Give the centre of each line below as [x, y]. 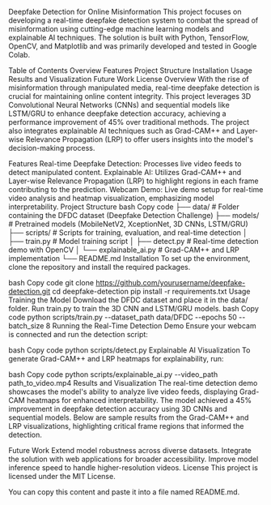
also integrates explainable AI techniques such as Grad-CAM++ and [122, 131]
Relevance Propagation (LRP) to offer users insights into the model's [139, 139]
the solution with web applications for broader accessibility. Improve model [133, 459]
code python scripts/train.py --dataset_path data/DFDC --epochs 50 [123, 317]
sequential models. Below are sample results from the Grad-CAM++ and [129, 417]
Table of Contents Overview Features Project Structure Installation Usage [130, 71]
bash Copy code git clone [51, 282]
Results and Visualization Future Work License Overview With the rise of [129, 79]
